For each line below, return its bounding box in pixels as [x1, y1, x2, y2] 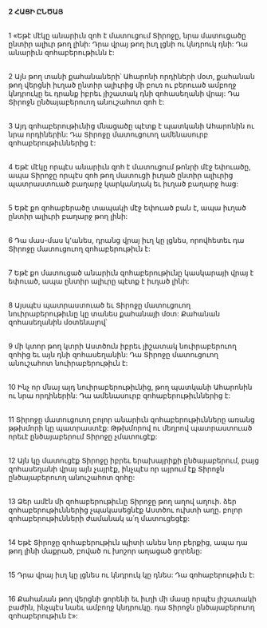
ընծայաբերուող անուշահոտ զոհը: [8, 473, 135, 482]
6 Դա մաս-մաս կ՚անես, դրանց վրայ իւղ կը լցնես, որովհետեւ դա [8, 236, 245, 244]
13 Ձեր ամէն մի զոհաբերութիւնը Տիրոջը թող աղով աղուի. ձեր [8, 497, 237, 506]
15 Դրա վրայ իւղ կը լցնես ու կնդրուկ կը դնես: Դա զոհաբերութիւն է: [8, 570, 255, 579]
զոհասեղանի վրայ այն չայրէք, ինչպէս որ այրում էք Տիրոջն [8, 464, 225, 474]
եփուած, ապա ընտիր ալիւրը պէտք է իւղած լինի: [8, 276, 190, 286]
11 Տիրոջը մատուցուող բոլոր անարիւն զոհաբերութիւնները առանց [8, 415, 255, 424]
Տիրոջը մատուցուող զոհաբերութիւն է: [8, 244, 151, 253]
